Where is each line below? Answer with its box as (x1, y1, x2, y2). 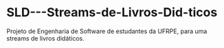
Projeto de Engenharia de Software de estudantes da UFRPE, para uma (6, 27, 208, 35)
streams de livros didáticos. (6, 34, 85, 42)
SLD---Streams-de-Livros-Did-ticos (6, 5, 218, 20)
